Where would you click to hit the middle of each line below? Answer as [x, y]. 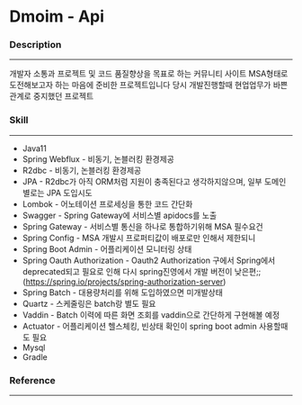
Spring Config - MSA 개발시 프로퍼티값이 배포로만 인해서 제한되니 [139, 238]
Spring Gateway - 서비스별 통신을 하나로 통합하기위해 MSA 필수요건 [142, 226]
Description [36, 45]
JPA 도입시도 [69, 193]
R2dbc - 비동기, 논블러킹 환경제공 [82, 170]
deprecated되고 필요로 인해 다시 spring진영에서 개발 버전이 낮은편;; [142, 271]
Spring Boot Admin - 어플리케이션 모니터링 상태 [107, 248]
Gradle [35, 356]
